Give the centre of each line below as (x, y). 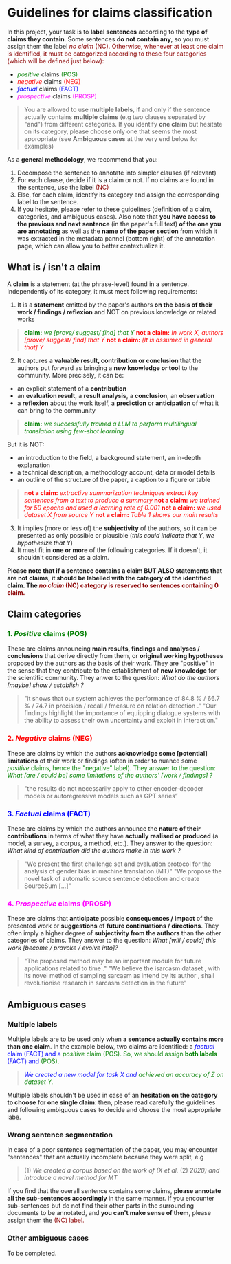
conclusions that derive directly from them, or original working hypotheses (115, 656)
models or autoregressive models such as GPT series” (101, 796)
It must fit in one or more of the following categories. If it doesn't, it (112, 550)
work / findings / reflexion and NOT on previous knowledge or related (117, 312)
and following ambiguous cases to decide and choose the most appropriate (114, 1110)
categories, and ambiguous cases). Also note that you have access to (117, 216)
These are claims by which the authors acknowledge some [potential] (107, 753)
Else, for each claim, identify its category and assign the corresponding (118, 195)
